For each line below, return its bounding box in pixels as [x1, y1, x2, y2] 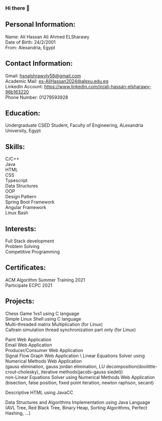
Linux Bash [5, 210, 29, 216]
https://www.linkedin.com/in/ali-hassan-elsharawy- [44, 83, 151, 89]
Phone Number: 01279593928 [5, 94, 68, 100]
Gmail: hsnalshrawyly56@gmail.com [5, 73, 81, 79]
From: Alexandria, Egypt [5, 44, 56, 50]
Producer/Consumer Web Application [5, 347, 84, 353]
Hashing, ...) [5, 410, 31, 416]
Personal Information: [5, 20, 76, 29]
